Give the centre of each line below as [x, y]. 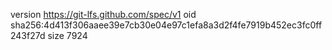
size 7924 [67, 35]
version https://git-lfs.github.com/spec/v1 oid [103, 14]
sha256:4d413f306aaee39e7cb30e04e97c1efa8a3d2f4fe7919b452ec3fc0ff [166, 25]
